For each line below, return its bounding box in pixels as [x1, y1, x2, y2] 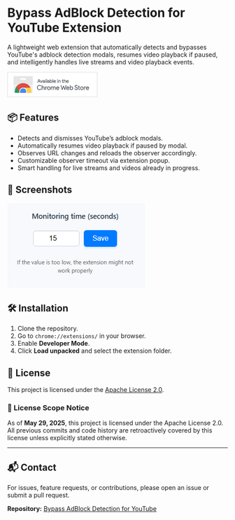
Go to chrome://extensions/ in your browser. [17, 332, 146, 340]
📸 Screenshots [7, 184, 73, 196]
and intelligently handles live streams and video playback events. [7, 57, 194, 66]
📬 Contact [7, 461, 57, 473]
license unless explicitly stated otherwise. [7, 434, 127, 442]
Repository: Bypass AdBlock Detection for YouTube [7, 505, 157, 513]
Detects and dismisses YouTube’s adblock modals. [17, 134, 163, 142]
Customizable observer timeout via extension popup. [17, 156, 170, 164]
